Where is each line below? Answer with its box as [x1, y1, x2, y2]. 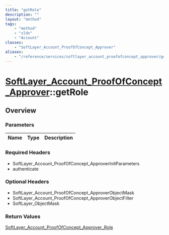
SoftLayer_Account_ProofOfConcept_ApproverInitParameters [12, 160, 140, 166]
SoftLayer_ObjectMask [12, 200, 59, 206]
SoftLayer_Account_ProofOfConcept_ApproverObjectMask [12, 189, 134, 196]
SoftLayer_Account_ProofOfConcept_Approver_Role [5, 224, 113, 230]
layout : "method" [5, 17, 42, 22]
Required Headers [5, 149, 50, 156]
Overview [5, 106, 37, 114]
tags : [5, 21, 17, 27]
